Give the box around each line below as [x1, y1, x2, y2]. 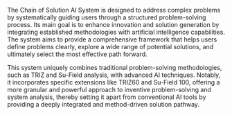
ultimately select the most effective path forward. [7, 50, 148, 58]
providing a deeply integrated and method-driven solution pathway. [7, 100, 199, 108]
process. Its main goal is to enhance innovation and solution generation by [7, 21, 220, 28]
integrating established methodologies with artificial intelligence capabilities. [7, 28, 225, 36]
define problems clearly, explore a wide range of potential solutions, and [7, 43, 214, 51]
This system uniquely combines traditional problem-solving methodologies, [7, 64, 222, 71]
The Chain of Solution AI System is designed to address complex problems [7, 6, 221, 14]
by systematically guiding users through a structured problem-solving [7, 13, 206, 21]
